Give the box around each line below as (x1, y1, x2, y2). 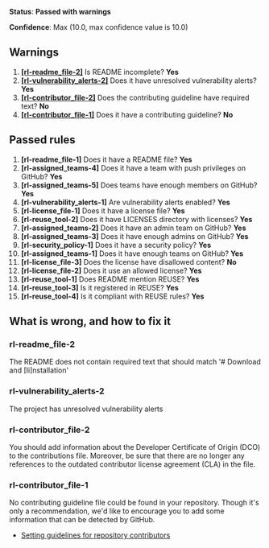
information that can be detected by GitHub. (9, 515, 155, 525)
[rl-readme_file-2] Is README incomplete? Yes (20, 67, 180, 76)
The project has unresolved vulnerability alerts (9, 404, 163, 414)
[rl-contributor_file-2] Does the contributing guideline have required (20, 93, 250, 102)
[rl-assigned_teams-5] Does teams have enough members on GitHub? (20, 180, 258, 190)
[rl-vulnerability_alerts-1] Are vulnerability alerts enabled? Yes (20, 197, 230, 207)
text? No (20, 101, 49, 111)
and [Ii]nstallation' (9, 365, 69, 375)
